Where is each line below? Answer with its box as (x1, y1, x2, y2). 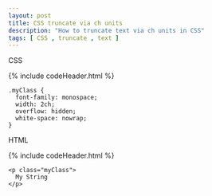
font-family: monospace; (15, 93, 98, 102)
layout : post (8, 11, 52, 20)
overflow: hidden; (15, 108, 77, 116)
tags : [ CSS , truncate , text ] (8, 33, 120, 42)
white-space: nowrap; (15, 115, 88, 123)
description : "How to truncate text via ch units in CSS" (8, 26, 205, 34)
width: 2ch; (15, 100, 56, 108)
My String (15, 173, 48, 182)
